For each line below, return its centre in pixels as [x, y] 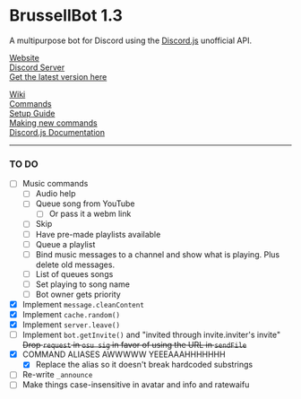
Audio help [56, 194]
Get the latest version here [58, 76]
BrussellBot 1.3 [66, 16]
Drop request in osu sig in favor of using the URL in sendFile [134, 345]
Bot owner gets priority [78, 294]
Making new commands [53, 123]
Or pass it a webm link [90, 214]
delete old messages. [75, 265]
